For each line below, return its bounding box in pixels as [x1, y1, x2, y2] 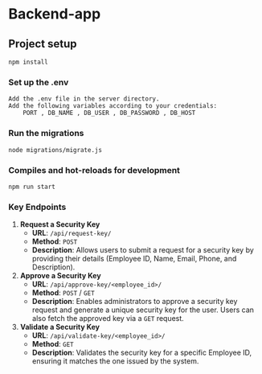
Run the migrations [8, 128, 84, 139]
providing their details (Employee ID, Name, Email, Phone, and [31, 254, 237, 264]
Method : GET [31, 339, 74, 349]
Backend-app [8, 5, 101, 23]
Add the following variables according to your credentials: [8, 102, 218, 110]
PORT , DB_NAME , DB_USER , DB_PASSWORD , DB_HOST [23, 109, 196, 117]
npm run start [8, 183, 56, 191]
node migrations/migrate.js [8, 146, 103, 154]
